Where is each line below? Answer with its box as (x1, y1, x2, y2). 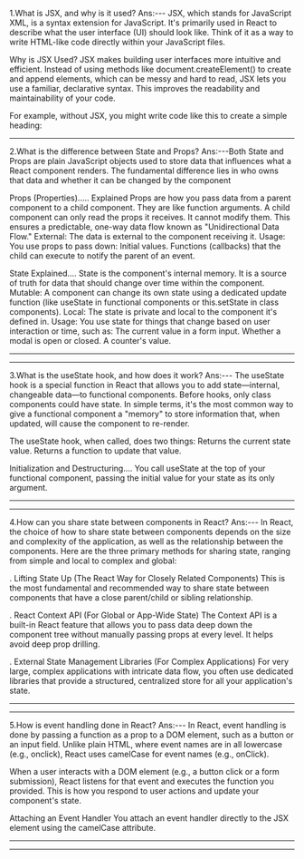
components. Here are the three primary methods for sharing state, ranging (9, 546, 291, 556)
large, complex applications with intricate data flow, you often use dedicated (9, 666, 294, 677)
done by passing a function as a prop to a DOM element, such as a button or (9, 729, 294, 740)
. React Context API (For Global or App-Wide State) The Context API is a (9, 610, 278, 620)
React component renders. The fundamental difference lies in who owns (9, 165, 279, 176)
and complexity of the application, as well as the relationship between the (9, 536, 284, 547)
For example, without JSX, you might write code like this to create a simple (9, 111, 288, 121)
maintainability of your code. (9, 93, 116, 103)
